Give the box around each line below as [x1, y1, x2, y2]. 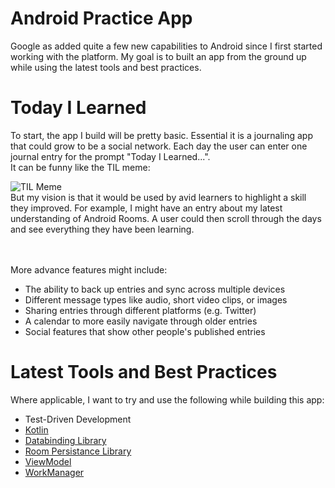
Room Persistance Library [24, 445, 132, 457]
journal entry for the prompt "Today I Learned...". [10, 150, 211, 162]
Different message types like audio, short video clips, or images [24, 293, 288, 306]
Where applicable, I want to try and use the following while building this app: [10, 393, 325, 406]
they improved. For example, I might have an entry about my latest [10, 202, 283, 214]
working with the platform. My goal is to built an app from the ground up [10, 50, 307, 62]
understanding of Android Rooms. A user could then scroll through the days [10, 212, 322, 224]
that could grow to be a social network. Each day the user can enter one [10, 140, 308, 152]
